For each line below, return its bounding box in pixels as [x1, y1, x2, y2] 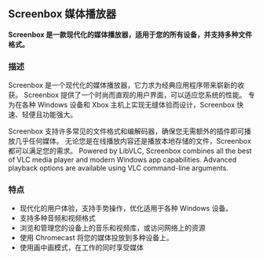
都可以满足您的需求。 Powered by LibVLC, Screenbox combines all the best [8, 146, 253, 155]
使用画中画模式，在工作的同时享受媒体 [19, 243, 144, 253]
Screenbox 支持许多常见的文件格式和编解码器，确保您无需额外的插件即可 [8, 126, 245, 136]
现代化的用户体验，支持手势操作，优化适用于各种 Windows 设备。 [19, 203, 233, 213]
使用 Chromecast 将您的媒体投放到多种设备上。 [19, 233, 174, 243]
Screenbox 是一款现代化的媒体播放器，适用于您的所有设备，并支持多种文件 [8, 30, 253, 39]
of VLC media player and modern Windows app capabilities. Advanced [8, 155, 237, 165]
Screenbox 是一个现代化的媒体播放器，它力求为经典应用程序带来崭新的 [8, 81, 238, 90]
